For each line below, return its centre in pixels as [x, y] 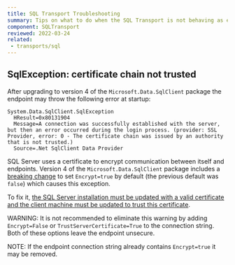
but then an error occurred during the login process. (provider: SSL [112, 130]
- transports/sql [35, 46]
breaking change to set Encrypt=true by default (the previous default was [113, 176]
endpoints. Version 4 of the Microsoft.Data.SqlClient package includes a [114, 169]
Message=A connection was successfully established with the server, [117, 124]
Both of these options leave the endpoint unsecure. [81, 233]
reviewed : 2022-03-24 [39, 33]
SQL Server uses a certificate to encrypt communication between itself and [116, 161]
